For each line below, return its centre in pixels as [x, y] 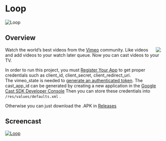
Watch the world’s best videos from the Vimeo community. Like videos [77, 49]
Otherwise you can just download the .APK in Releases [61, 106]
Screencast [23, 121]
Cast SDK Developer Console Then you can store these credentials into [78, 91]
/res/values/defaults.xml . [33, 96]
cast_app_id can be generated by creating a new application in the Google [81, 86]
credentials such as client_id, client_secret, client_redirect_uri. [68, 75]
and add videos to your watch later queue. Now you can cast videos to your [82, 55]
